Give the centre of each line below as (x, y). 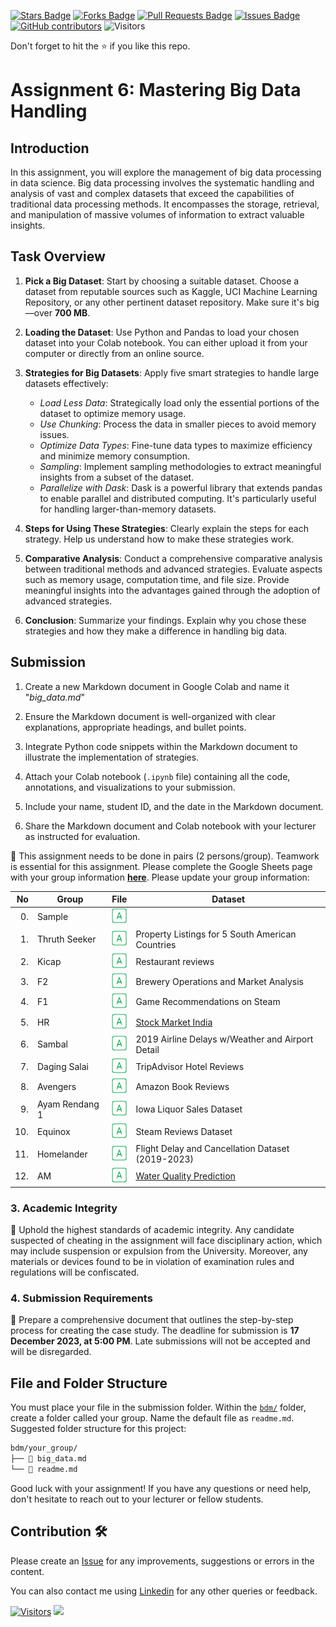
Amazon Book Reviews (182, 1087)
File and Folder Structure (89, 1383)
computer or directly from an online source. (114, 353)
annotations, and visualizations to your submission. (130, 787)
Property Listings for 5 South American (216, 934)
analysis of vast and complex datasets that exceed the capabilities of (152, 193)
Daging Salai (62, 1067)
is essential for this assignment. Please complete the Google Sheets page (161, 866)
